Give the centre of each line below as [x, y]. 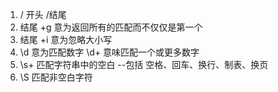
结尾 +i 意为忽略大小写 [66, 39]
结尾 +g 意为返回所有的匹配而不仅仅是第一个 [111, 27]
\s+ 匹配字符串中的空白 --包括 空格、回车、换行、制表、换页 [144, 64]
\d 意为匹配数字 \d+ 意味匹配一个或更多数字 [109, 52]
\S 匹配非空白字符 [56, 77]
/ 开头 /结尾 [43, 14]
